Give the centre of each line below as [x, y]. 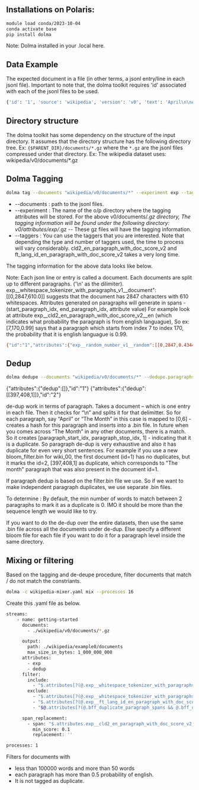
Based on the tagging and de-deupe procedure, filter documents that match [99, 575]
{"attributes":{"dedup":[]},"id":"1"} [48, 389]
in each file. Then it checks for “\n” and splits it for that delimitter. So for [94, 413]
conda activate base [32, 29]
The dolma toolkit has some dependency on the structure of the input [91, 135]
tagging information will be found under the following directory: [92, 223]
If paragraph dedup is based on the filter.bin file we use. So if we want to [95, 481]
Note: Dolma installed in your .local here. [56, 46]
